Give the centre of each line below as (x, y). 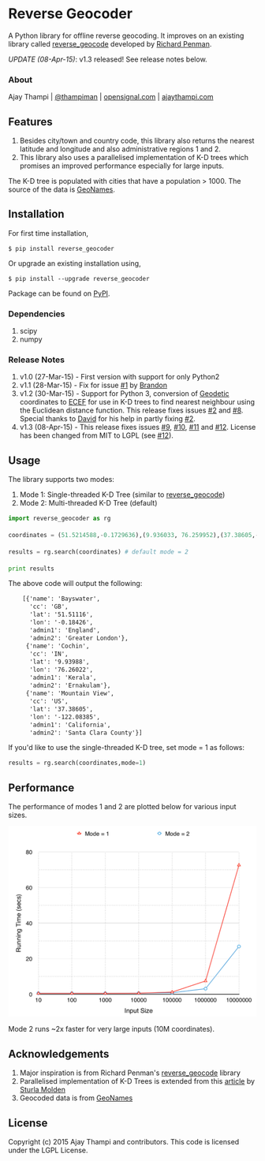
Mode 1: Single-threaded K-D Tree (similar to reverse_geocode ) (122, 495)
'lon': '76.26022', (61, 670)
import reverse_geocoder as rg (60, 519)
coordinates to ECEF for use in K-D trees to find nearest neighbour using (137, 402)
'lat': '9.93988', (59, 662)
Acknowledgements (59, 1054)
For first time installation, (49, 233)
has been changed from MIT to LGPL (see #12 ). (96, 435)
